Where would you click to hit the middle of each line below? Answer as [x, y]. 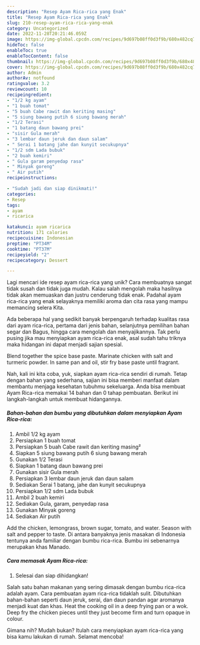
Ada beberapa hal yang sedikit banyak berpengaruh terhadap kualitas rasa [98, 319]
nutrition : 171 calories [37, 233]
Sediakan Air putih [38, 516]
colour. [15, 619]
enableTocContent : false [37, 56]
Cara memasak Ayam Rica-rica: [47, 560]
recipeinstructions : [32, 178]
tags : [13, 205]
